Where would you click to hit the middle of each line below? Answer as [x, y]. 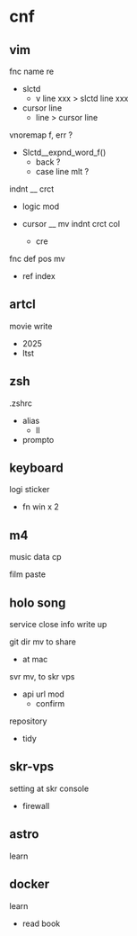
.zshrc [21, 403]
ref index [39, 276]
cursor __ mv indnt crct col [71, 224]
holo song [38, 603]
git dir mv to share [43, 642]
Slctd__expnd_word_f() [64, 152]
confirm [50, 704]
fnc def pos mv [37, 259]
